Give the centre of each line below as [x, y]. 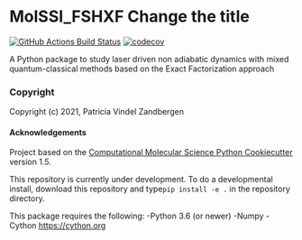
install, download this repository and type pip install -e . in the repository [150, 189]
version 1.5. [30, 162]
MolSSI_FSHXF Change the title [129, 17]
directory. [27, 198]
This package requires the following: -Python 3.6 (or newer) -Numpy [137, 216]
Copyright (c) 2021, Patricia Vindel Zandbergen [97, 112]
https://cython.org [72, 226]
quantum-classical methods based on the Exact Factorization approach [142, 69]
